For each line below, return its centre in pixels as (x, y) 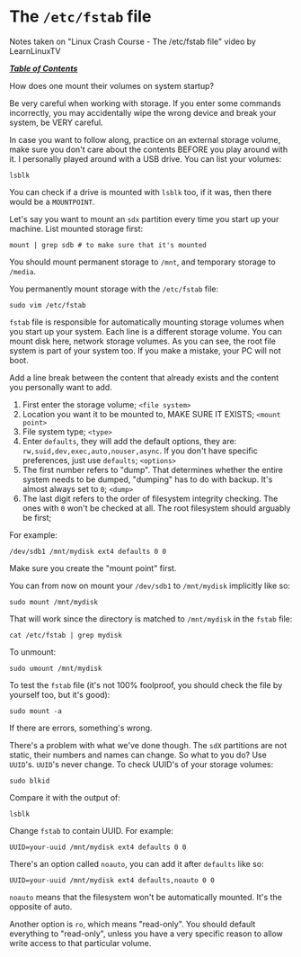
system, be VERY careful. (56, 122)
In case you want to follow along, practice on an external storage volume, (145, 139)
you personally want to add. (61, 387)
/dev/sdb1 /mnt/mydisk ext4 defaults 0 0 (88, 551)
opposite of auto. (41, 907)
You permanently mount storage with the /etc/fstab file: (114, 289)
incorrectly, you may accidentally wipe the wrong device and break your (143, 112)
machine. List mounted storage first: (76, 228)
